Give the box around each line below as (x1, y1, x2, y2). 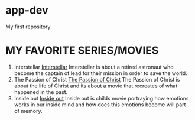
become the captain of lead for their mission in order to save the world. (14, 69, 187, 77)
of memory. (14, 107, 43, 114)
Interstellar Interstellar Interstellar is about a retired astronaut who (14, 63, 174, 70)
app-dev (5, 4, 48, 17)
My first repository (5, 23, 51, 30)
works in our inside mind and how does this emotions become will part (14, 101, 186, 108)
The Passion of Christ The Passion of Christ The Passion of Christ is (14, 76, 180, 83)
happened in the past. (14, 88, 68, 95)
